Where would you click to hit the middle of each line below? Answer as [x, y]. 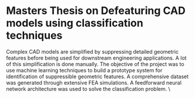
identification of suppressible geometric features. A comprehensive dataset [97, 76]
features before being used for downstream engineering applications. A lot [96, 58]
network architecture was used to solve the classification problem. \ [88, 89]
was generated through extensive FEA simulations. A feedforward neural [94, 82]
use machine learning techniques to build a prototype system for [84, 70]
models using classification [75, 23]
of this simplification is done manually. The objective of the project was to [95, 64]
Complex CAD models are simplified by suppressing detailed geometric [93, 51]
